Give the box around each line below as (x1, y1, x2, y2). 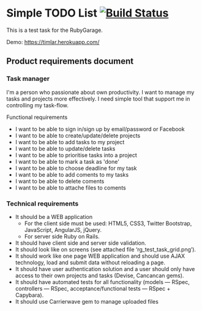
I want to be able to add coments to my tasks (15, 171, 129, 178)
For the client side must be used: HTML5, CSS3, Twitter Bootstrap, (24, 220, 192, 227)
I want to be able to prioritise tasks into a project (15, 151, 138, 159)
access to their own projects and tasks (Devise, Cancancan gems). (15, 272, 184, 279)
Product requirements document (6, 56, 133, 67)
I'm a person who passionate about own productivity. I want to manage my (6, 88, 195, 96)
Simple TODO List (6, 6, 98, 20)
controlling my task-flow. (6, 101, 69, 109)
